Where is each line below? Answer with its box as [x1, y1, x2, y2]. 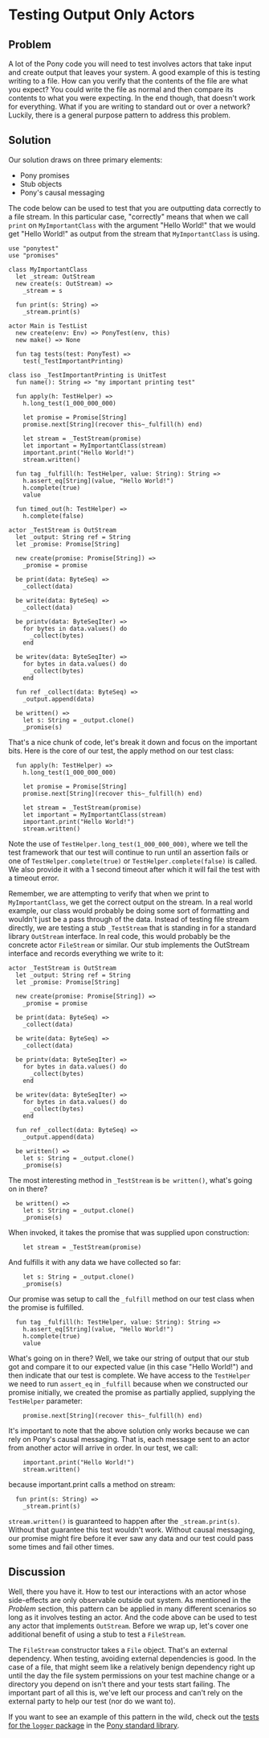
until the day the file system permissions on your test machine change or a [8, 1670, 255, 1680]
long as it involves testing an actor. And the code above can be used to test [8, 1612, 257, 1622]
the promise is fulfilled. [8, 1302, 84, 1312]
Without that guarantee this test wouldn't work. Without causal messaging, [8, 1525, 255, 1534]
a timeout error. [8, 873, 59, 883]
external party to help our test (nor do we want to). [8, 1696, 176, 1706]
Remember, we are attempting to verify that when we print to [8, 888, 210, 898]
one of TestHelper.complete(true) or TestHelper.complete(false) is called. [8, 855, 258, 866]
